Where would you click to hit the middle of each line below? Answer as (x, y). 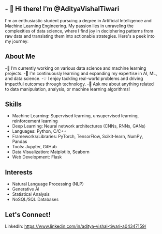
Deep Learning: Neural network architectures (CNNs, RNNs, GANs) (79, 126)
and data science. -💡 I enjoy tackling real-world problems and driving (74, 78)
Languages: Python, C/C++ (39, 131)
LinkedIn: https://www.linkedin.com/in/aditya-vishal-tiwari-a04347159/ (76, 226)
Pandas (20, 141)
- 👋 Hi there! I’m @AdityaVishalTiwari (62, 9)
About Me (20, 56)
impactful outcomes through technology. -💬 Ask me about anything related (79, 84)
